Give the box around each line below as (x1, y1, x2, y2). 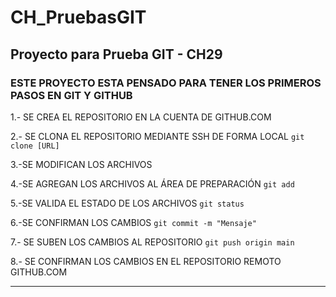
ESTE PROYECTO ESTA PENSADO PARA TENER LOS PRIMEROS (10, 76, 322, 90)
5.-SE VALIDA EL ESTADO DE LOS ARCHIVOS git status (10, 197, 245, 209)
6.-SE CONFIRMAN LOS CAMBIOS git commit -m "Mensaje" (10, 216, 257, 228)
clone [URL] (10, 141, 60, 151)
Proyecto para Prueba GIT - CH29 (10, 46, 223, 63)
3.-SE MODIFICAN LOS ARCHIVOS (10, 158, 153, 170)
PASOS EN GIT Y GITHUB (10, 88, 133, 102)
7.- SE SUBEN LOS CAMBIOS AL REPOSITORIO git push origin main (10, 236, 295, 248)
